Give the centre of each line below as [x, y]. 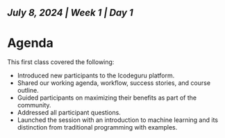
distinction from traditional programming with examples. [97, 128]
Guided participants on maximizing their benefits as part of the [107, 98]
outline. [28, 91]
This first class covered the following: [61, 62]
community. [34, 105]
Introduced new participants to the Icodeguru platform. [96, 76]
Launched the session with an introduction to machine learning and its [118, 120]
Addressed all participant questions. [69, 113]
